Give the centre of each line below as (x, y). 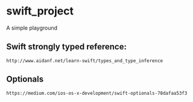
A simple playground (32, 28)
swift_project (40, 11)
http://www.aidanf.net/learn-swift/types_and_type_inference (85, 61)
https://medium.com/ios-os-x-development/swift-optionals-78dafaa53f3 (97, 93)
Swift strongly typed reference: (66, 47)
